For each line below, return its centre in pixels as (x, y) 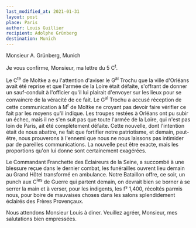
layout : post (22, 17)
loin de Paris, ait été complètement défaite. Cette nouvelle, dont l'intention (95, 125)
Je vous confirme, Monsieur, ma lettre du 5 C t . (62, 67)
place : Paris (22, 22)
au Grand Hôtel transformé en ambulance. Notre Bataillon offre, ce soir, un (96, 174)
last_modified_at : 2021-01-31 (43, 11)
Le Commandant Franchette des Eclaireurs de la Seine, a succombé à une (95, 162)
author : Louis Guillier (35, 28)
